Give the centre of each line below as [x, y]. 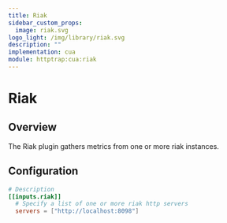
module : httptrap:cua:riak [52, 60]
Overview [33, 127]
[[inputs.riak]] [35, 197]
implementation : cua [42, 52]
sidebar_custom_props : [45, 23]
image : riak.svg [42, 30]
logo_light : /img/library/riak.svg [67, 37]
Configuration [43, 171]
